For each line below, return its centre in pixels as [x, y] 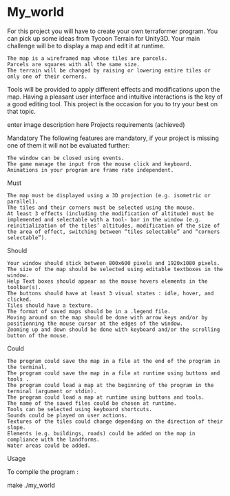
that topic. [22, 111]
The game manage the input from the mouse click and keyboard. [100, 164]
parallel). [23, 201]
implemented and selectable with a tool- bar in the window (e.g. [104, 219]
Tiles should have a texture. [51, 305]
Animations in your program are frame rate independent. [91, 170]
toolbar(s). [24, 287]
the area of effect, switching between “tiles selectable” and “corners [114, 232]
